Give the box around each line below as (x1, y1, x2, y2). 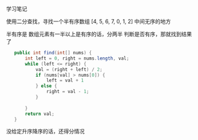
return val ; (24, 111, 55, 117)
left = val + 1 (46, 77, 84, 83)
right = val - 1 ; (46, 89, 89, 95)
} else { (35, 83, 58, 89)
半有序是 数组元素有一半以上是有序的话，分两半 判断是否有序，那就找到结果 (6, 30, 192, 38)
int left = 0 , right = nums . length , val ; (24, 55, 129, 61)
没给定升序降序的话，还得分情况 (6, 127, 85, 135)
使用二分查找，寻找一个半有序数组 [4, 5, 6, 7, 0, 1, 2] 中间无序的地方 (6, 18, 171, 25)
